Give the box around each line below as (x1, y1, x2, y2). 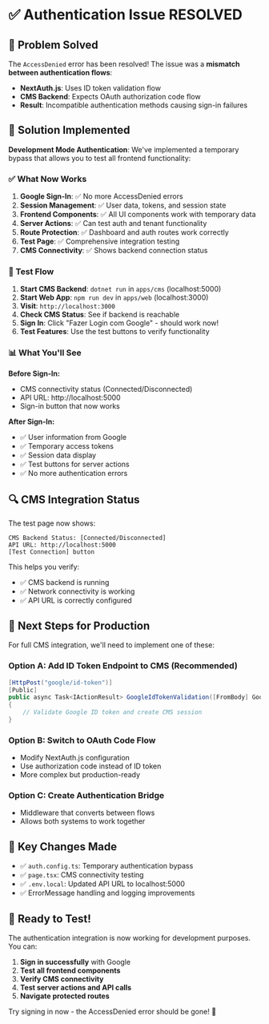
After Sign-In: (8, 417, 55, 426)
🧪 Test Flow (8, 266, 54, 277)
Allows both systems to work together (19, 816, 146, 826)
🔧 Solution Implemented (8, 123, 130, 137)
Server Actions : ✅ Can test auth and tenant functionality (19, 219, 207, 228)
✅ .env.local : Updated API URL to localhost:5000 (19, 879, 186, 889)
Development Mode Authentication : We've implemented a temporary (8, 144, 239, 154)
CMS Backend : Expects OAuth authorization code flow (19, 92, 202, 101)
